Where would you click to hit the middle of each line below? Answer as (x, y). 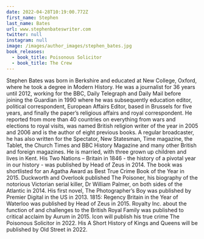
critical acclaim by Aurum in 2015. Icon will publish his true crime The (93, 216)
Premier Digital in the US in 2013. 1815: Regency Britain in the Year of (92, 197)
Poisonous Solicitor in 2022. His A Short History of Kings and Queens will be (102, 223)
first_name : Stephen (33, 18)
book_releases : (26, 52)
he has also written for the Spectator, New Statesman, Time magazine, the (100, 138)
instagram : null (27, 40)
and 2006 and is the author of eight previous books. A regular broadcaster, (100, 132)
